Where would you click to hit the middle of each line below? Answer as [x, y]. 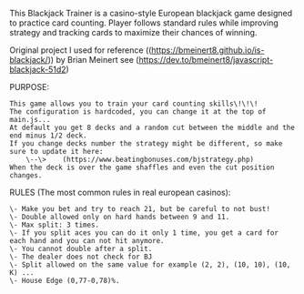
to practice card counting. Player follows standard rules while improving [144, 23]
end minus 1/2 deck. [49, 136]
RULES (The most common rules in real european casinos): [120, 192]
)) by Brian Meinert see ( [93, 60]
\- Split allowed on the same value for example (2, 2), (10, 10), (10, [150, 265]
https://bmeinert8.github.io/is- [208, 50]
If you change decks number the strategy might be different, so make [146, 144]
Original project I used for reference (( [81, 50]
